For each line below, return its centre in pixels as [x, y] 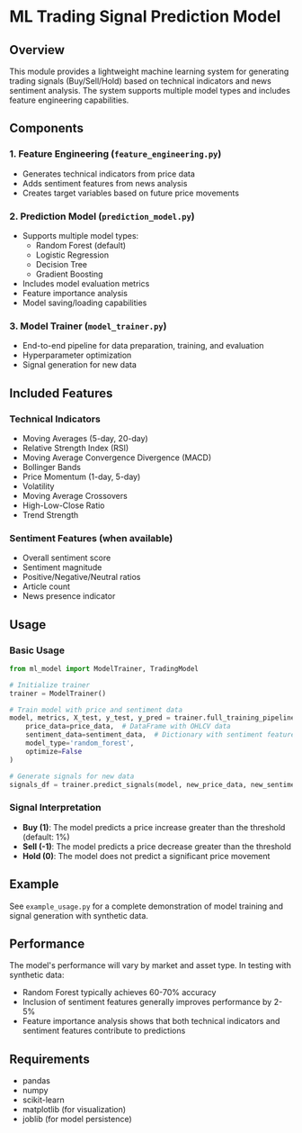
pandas [36, 1081]
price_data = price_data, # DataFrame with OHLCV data [128, 727]
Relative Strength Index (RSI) [75, 448]
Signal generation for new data [79, 365]
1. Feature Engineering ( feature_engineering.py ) [115, 154]
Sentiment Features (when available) [91, 538]
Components [46, 128]
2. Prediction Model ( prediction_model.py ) [102, 216]
